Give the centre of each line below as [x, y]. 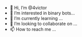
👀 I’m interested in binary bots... [42, 13]
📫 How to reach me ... [33, 29]
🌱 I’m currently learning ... [36, 18]
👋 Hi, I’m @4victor [28, 8]
